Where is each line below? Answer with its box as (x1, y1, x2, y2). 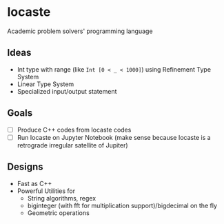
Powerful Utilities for (17, 187, 76, 195)
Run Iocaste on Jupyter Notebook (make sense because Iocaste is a (17, 133, 212, 141)
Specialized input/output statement (17, 87, 117, 95)
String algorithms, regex (27, 194, 96, 202)
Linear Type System (17, 80, 74, 88)
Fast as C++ (17, 179, 52, 187)
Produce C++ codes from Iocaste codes (17, 125, 132, 134)
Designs (7, 161, 43, 173)
